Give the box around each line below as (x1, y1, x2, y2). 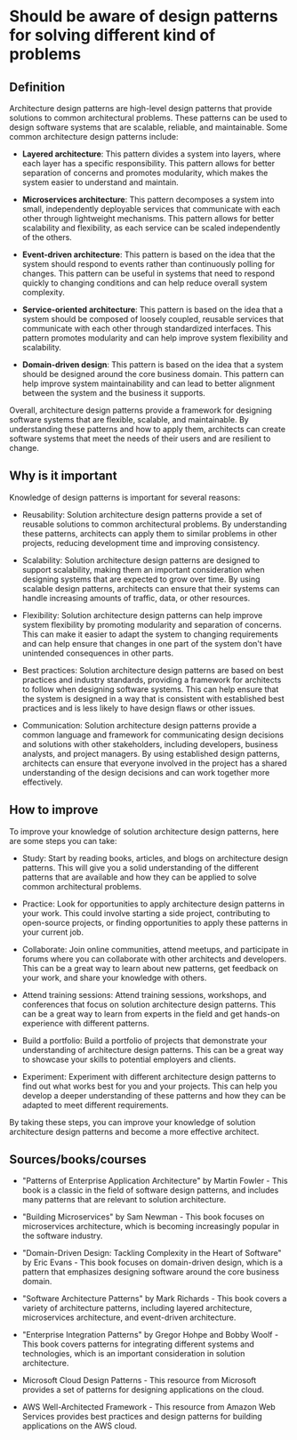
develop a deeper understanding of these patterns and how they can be (21, 1090, 286, 1100)
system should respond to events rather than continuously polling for (21, 259, 276, 269)
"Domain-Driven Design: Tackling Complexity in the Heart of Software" (21, 1248, 282, 1259)
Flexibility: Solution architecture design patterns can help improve (21, 609, 263, 620)
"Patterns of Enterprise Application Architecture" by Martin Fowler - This (21, 1176, 288, 1187)
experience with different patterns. (21, 1018, 149, 1028)
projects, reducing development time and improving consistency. (21, 537, 261, 548)
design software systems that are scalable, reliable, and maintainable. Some (9, 122, 288, 133)
